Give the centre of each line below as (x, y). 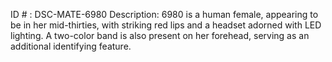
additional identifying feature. (71, 46)
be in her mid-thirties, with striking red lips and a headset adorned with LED (166, 25)
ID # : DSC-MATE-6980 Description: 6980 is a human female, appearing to (164, 14)
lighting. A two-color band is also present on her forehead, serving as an (160, 35)
